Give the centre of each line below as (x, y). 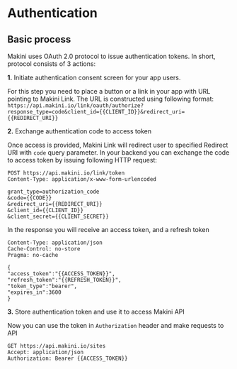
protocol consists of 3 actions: (52, 64)
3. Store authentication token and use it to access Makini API (96, 312)
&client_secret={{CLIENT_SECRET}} (58, 216)
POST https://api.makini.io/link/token (66, 173)
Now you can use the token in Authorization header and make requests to (116, 325)
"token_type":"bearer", (42, 286)
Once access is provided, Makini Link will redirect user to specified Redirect (118, 145)
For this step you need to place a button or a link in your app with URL (109, 91)
